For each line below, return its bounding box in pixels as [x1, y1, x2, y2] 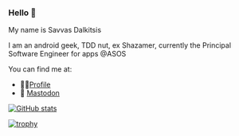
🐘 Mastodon [19, 88, 60, 98]
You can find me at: [8, 64, 72, 74]
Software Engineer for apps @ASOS [8, 49, 127, 59]
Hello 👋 [8, 7, 37, 18]
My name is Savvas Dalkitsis [8, 25, 102, 35]
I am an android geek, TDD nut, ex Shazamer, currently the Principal [8, 41, 232, 50]
